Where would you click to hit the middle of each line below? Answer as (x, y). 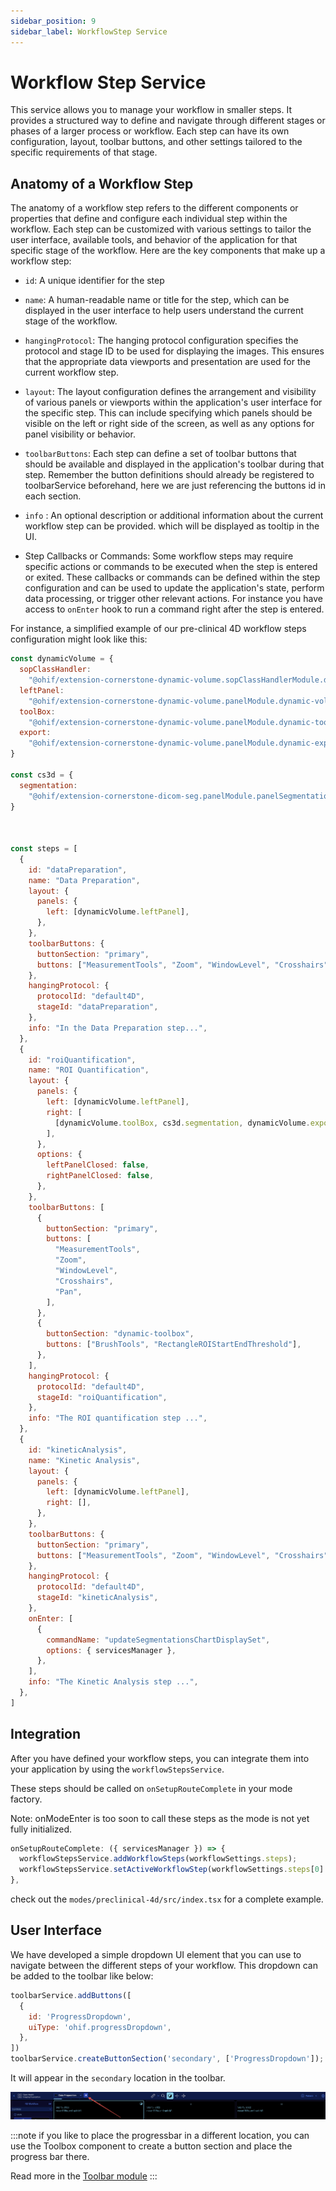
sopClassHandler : (55, 670)
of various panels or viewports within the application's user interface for (173, 402)
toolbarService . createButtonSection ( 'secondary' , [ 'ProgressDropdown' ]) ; (167, 2059)
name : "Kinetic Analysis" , (84, 1460)
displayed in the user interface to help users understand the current (164, 311)
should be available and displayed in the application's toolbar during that (174, 464)
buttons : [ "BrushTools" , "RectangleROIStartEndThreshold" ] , (174, 1345)
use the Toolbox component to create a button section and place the (151, 2146)
